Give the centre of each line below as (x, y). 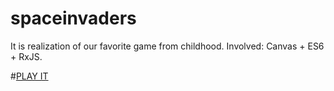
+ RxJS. (26, 56)
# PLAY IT (29, 76)
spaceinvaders (73, 18)
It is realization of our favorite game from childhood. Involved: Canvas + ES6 (167, 46)
